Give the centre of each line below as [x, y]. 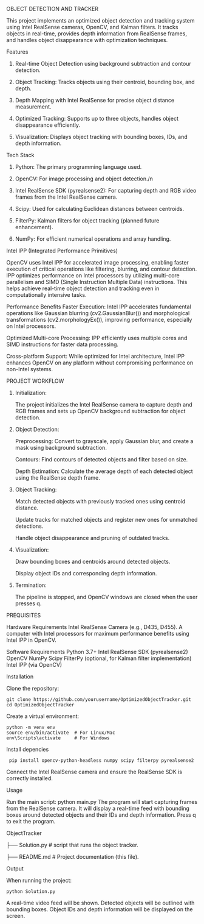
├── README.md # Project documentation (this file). [73, 857]
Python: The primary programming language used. [78, 167]
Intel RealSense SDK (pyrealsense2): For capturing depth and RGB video [106, 190]
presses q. [28, 603]
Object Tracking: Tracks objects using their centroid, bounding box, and [105, 82]
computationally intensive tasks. [46, 295]
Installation [20, 677]
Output [15, 869]
